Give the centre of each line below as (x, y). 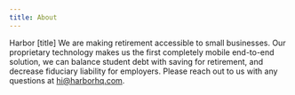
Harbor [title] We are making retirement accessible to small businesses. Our (147, 43)
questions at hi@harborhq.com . (67, 80)
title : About (33, 17)
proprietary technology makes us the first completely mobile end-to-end (142, 52)
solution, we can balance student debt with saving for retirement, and (136, 61)
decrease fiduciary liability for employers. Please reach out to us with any (144, 71)
